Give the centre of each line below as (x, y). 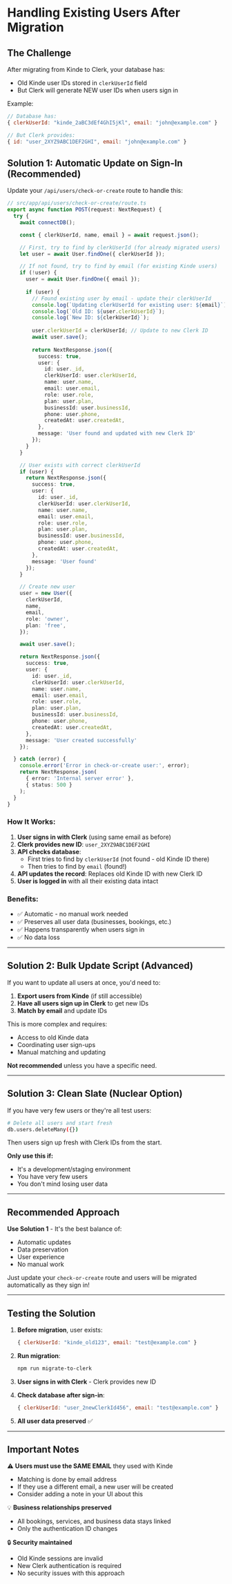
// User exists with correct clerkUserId (80, 465)
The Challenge (39, 53)
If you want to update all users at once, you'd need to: (84, 982)
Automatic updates (44, 1243)
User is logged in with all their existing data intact (88, 881)
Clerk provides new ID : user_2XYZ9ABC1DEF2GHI (84, 844)
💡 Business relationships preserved (59, 1507)
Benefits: (23, 898)
